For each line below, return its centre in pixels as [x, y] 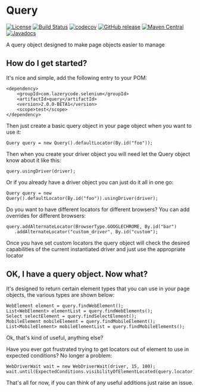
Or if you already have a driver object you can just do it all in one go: [90, 182]
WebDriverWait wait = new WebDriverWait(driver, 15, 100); [81, 366]
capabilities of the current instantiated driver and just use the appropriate [96, 249]
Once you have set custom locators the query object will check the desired [98, 243]
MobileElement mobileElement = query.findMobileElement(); [81, 321]
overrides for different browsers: [46, 215]
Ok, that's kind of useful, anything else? [55, 337]
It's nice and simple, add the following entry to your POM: [77, 77]
